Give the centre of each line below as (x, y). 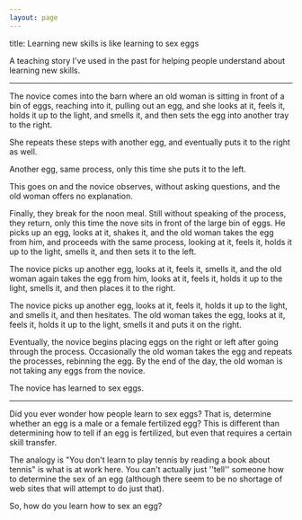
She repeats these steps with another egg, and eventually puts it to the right (150, 142)
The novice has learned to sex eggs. (76, 388)
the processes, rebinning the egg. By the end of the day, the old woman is (146, 361)
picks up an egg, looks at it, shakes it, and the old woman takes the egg (142, 232)
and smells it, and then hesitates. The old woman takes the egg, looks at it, (147, 314)
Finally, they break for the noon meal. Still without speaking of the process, (148, 213)
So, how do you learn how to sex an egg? (86, 506)
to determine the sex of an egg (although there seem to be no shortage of (146, 479)
